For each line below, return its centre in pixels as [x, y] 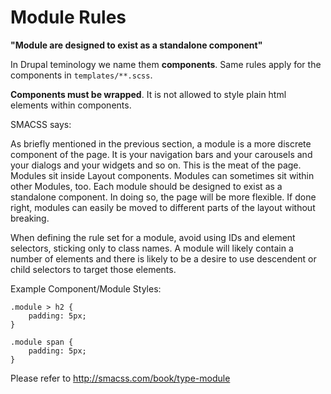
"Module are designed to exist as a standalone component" [136, 45]
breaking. [30, 218]
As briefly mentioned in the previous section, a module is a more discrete [161, 143]
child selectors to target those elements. [93, 269]
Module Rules [68, 17]
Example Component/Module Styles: [86, 288]
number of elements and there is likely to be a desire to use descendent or [163, 258]
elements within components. [71, 105]
